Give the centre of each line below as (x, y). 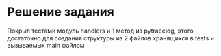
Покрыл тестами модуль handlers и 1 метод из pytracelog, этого (100, 31)
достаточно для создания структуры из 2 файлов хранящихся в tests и (110, 38)
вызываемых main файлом (46, 45)
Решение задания (61, 12)
